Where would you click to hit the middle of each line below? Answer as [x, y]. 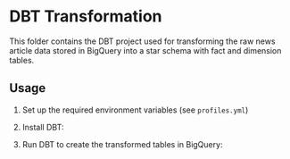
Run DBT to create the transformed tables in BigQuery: [122, 144]
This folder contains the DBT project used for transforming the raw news [142, 41]
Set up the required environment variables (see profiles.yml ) [135, 110]
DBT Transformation [86, 17]
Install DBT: [43, 127]
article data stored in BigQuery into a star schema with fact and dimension [145, 50]
